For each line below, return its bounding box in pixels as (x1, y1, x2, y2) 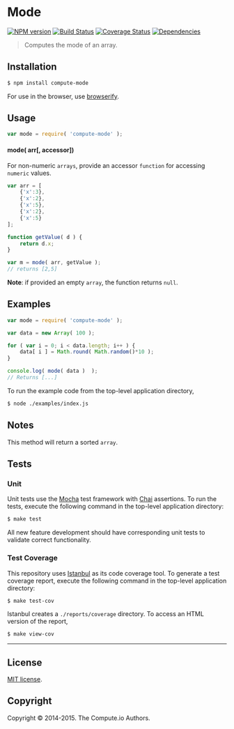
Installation (7, 61, 57, 73)
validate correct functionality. (7, 536, 92, 544)
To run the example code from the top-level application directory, (7, 386, 194, 394)
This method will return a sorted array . (7, 438, 118, 446)
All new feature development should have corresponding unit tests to (7, 528, 205, 537)
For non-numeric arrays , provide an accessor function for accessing (7, 161, 205, 169)
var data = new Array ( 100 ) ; (7, 329, 95, 337)
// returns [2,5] (7, 266, 58, 273)
